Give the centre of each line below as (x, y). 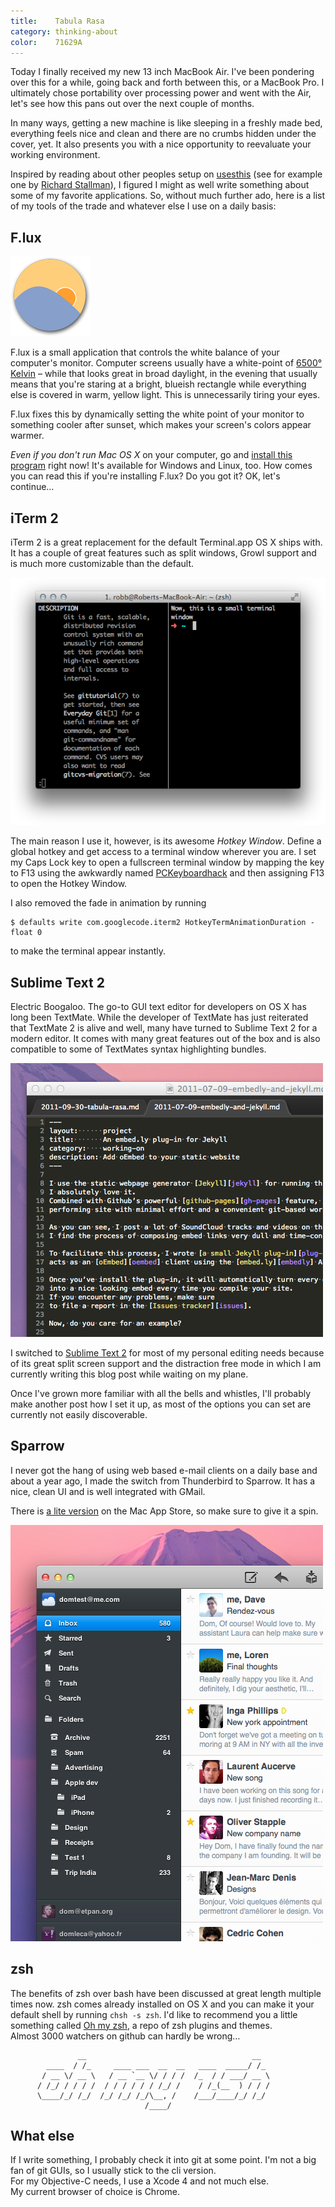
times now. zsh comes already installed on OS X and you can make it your (162, 2004)
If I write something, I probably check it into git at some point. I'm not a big (163, 2160)
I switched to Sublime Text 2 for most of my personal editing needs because (167, 1352)
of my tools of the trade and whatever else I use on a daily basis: (143, 206)
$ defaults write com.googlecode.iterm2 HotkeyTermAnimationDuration (158, 923)
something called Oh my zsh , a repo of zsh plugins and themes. (141, 2025)
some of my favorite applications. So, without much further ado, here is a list (168, 196)
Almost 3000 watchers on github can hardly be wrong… (125, 2036)
